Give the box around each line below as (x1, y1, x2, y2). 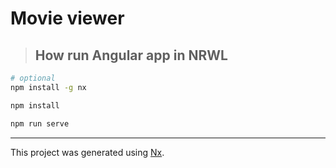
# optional (10, 73, 56, 83)
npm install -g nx (10, 82, 87, 92)
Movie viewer (10, 7, 125, 30)
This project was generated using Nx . (10, 146, 165, 158)
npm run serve (10, 118, 70, 129)
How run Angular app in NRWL (34, 47, 228, 64)
